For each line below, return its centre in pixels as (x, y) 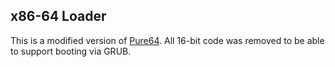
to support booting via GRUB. (71, 51)
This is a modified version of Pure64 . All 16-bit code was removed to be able (167, 40)
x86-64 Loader (58, 16)
